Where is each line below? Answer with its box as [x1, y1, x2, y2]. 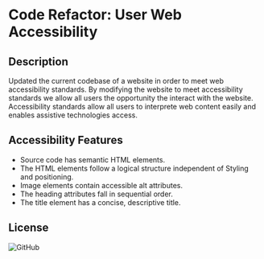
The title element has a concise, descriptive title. [19, 197, 181, 207]
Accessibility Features [8, 134, 123, 147]
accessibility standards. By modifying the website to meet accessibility [8, 84, 243, 94]
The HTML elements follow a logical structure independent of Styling [19, 163, 250, 173]
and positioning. [19, 171, 74, 182]
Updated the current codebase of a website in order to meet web [8, 76, 224, 85]
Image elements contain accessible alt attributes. [19, 180, 184, 190]
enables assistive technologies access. [8, 110, 138, 120]
